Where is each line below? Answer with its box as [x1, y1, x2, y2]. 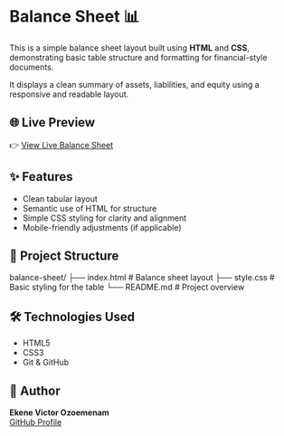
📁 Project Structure [9, 248, 119, 263]
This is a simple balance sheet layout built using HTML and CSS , [9, 42, 251, 53]
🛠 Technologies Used [9, 308, 136, 325]
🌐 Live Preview [9, 115, 96, 130]
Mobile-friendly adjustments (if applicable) [22, 222, 183, 232]
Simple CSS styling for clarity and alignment [22, 213, 187, 223]
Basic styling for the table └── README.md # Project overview [9, 281, 245, 293]
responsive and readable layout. [9, 89, 129, 100]
